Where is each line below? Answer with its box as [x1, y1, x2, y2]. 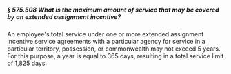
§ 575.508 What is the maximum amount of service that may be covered [7, 5, 219, 14]
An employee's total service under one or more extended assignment [7, 29, 204, 38]
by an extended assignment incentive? [7, 12, 121, 21]
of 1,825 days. [7, 59, 47, 67]
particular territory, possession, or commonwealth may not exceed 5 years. [7, 45, 221, 53]
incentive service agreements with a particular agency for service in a [7, 37, 205, 45]
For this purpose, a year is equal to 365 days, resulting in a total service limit [7, 51, 224, 60]
